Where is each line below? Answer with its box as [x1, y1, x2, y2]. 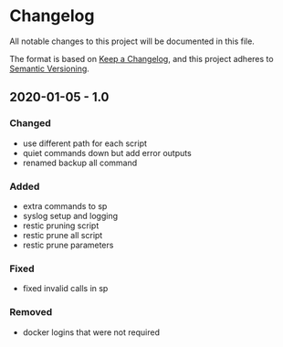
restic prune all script [22, 229, 103, 240]
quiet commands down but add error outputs [22, 147, 192, 158]
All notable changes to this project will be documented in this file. [9, 36, 256, 47]
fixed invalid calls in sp [22, 283, 109, 294]
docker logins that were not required [22, 326, 160, 338]
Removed [9, 306, 53, 319]
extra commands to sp [22, 200, 108, 211]
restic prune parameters [22, 239, 114, 250]
